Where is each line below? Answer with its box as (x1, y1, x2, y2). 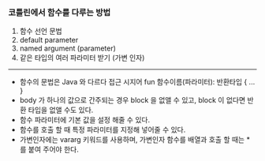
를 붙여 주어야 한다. (19, 144, 79, 155)
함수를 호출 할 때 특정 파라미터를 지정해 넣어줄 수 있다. (19, 125, 186, 135)
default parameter (19, 36, 79, 45)
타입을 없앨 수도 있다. (28, 105, 94, 115)
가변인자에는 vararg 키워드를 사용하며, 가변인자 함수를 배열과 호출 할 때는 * (19, 135, 251, 144)
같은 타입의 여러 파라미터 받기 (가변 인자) (19, 53, 145, 62)
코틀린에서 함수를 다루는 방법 (8, 6, 111, 17)
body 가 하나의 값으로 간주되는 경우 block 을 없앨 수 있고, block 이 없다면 (19, 95, 246, 105)
